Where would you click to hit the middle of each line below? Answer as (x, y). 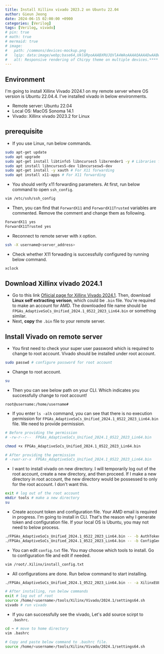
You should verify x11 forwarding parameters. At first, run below (76, 184)
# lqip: (15, 55)
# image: (14, 46)
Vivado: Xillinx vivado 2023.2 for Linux (51, 116)
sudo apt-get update (26, 152)
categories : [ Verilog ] (28, 23)
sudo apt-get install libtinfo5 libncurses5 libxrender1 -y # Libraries (81, 161)
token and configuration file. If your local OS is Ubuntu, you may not (80, 522)
